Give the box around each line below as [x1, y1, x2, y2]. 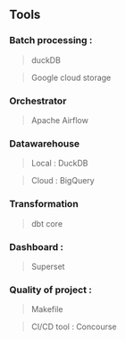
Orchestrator [9, 94, 67, 107]
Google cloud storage [30, 72, 112, 83]
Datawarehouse [9, 137, 80, 149]
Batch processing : [9, 34, 93, 47]
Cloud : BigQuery [30, 175, 96, 186]
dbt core [30, 218, 63, 228]
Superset [30, 261, 65, 272]
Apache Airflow [30, 114, 89, 125]
